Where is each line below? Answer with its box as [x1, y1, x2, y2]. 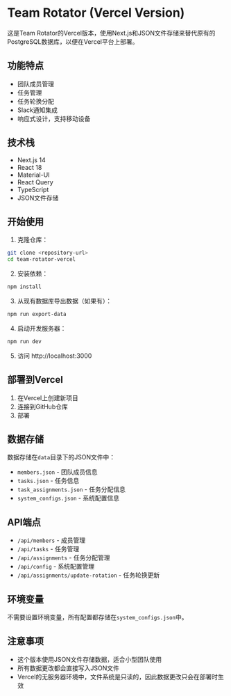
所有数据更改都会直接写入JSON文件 [17, 663, 120, 672]
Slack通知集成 [17, 106, 58, 114]
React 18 [17, 163, 42, 171]
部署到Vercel [7, 374, 64, 386]
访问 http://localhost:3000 [17, 351, 92, 360]
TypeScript [17, 185, 49, 193]
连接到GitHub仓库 [17, 402, 68, 411]
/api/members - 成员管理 [17, 536, 86, 544]
